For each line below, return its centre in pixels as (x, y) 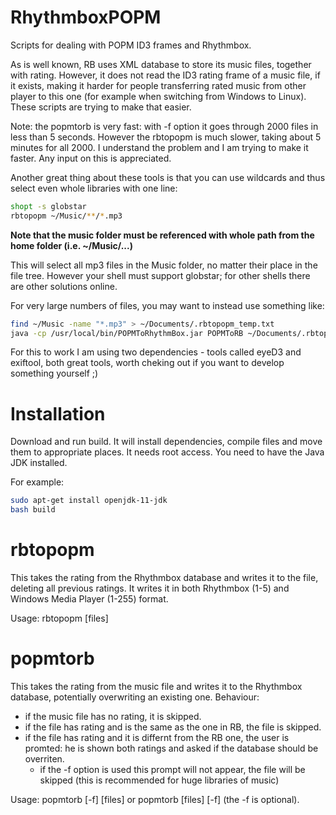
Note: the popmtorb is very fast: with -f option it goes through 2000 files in (164, 126)
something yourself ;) (54, 373)
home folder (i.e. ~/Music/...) (71, 245)
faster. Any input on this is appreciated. (91, 158)
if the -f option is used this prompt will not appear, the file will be (172, 769)
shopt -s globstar (48, 206)
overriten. (44, 759)
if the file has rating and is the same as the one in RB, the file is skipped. (173, 727)
